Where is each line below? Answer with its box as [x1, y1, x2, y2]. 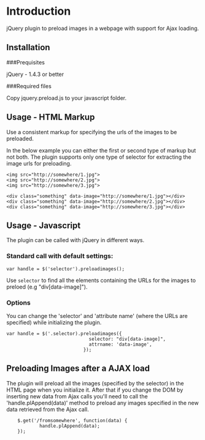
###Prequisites [6, 58, 45, 66]
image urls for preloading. [6, 159, 72, 167]
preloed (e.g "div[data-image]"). [6, 283, 88, 290]
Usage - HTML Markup [6, 112, 95, 123]
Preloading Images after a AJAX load [6, 363, 150, 374]
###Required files [6, 82, 52, 89]
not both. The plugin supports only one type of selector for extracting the [6, 153, 191, 161]
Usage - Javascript [6, 220, 81, 230]
